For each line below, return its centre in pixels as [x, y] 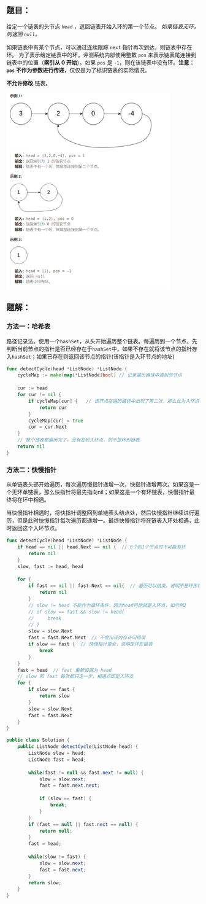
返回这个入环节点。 [36, 528]
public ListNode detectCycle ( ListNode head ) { [78, 747]
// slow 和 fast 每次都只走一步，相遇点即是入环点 [75, 677]
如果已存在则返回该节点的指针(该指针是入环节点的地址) [105, 356]
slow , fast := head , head [51, 566]
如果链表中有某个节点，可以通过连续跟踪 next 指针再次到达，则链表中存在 [99, 47]
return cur [53, 407]
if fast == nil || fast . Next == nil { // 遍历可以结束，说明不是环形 [113, 586]
